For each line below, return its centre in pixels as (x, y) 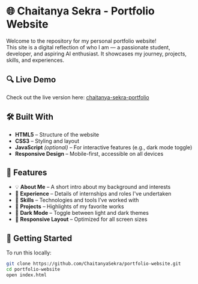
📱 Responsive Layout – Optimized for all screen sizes (81, 219)
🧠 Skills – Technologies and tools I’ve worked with (77, 200)
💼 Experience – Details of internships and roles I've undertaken (93, 194)
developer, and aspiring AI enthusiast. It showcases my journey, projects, (97, 54)
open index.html (26, 275)
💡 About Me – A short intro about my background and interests (93, 187)
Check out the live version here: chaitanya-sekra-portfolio (78, 97)
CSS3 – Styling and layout (47, 141)
